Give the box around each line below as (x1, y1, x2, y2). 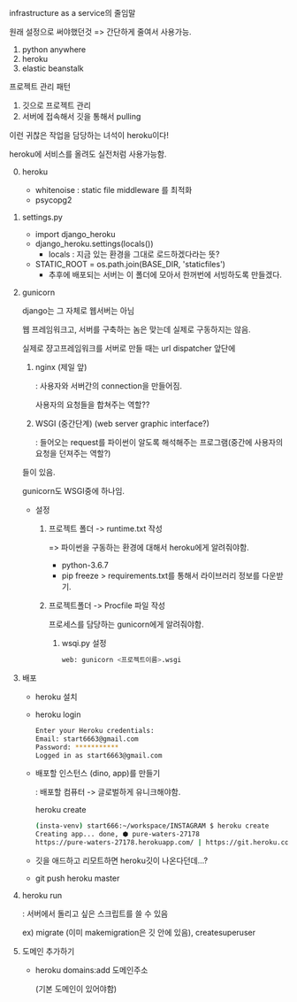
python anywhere (21, 44, 87, 55)
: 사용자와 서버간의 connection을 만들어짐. (34, 381, 183, 391)
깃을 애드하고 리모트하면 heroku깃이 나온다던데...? (34, 855, 209, 866)
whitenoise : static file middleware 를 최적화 (34, 185, 193, 195)
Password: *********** (34, 743, 119, 751)
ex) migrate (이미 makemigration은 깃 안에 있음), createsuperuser (21, 928, 256, 937)
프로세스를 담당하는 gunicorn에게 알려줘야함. (48, 619, 204, 629)
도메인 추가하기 (21, 946, 75, 956)
